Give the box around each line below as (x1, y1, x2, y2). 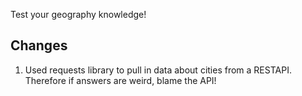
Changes (10, 37, 68, 54)
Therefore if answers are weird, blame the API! (24, 74, 217, 86)
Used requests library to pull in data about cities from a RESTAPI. (24, 64, 292, 76)
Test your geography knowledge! (10, 9, 147, 20)
